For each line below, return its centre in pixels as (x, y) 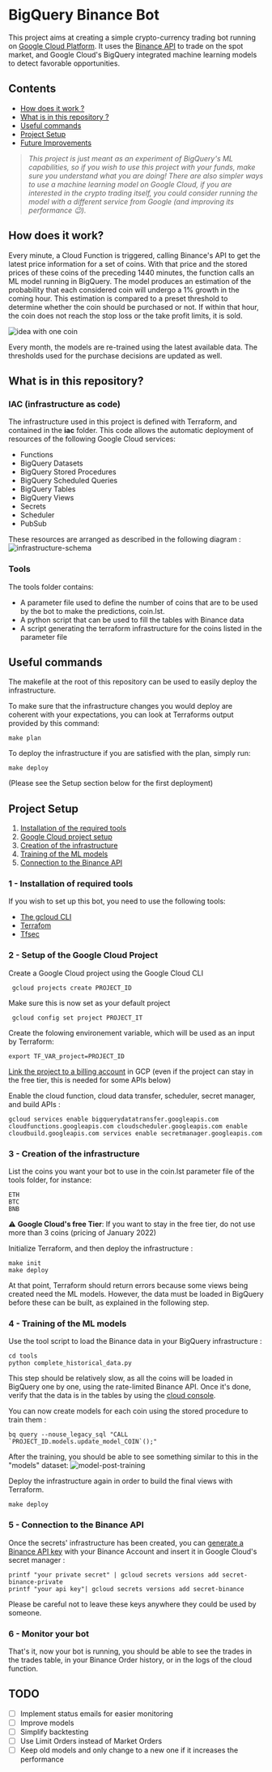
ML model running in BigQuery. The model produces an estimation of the (130, 281)
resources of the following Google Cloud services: (92, 439)
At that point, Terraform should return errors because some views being (128, 1285)
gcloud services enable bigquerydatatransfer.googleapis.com (114, 1119)
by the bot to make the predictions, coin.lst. (92, 611)
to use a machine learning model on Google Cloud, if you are (130, 184)
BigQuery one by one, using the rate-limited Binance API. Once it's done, (130, 1387)
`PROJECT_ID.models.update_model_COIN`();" (83, 1442)
